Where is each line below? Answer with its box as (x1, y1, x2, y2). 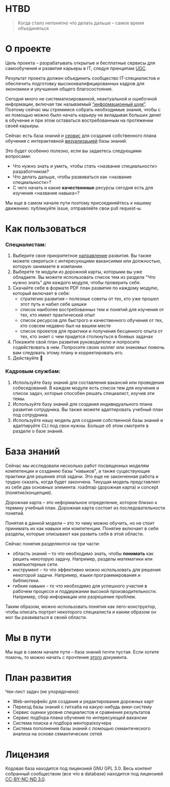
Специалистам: (5, 241, 47, 248)
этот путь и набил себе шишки (20, 301, 87, 307)
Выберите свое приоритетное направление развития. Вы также (12, 252, 152, 259)
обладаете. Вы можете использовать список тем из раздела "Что (12, 274, 156, 280)
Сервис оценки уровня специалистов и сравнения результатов (12, 709, 151, 715)
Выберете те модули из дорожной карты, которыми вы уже (12, 269, 143, 275)
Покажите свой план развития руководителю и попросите (12, 339, 140, 345)
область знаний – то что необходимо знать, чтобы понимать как (12, 550, 154, 556)
